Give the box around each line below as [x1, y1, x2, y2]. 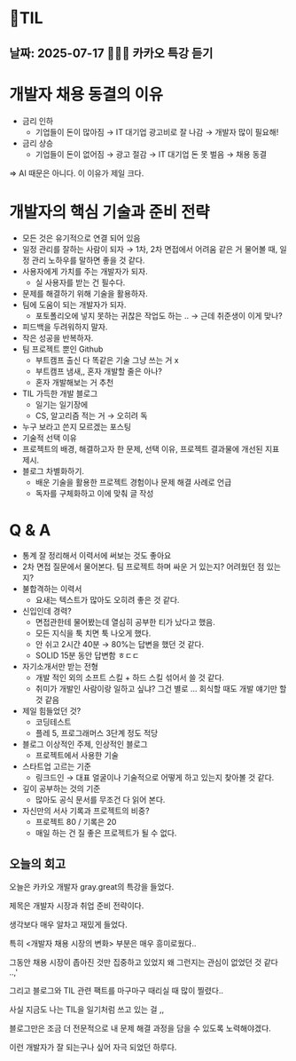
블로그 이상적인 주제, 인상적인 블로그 [21, 739, 148, 749]
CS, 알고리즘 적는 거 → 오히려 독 [35, 410, 148, 421]
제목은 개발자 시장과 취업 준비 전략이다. [9, 900, 144, 911]
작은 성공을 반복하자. [21, 333, 94, 344]
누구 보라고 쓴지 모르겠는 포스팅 [21, 422, 131, 432]
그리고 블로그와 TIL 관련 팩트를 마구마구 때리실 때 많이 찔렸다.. [9, 986, 224, 996]
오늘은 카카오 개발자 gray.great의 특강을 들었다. [9, 882, 175, 892]
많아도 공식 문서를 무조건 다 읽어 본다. [35, 795, 166, 805]
